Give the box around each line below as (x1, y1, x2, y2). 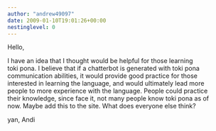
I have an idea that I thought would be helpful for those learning (7, 57, 193, 65)
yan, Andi (7, 115, 36, 124)
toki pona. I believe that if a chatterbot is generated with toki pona (7, 64, 200, 73)
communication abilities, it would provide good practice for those (7, 72, 198, 80)
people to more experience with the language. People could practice (7, 86, 208, 96)
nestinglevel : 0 (7, 23, 55, 30)
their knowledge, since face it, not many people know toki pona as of (7, 94, 210, 103)
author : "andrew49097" (7, 10, 75, 18)
